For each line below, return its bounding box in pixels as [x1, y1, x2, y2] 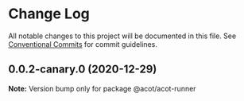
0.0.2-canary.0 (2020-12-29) [8, 63, 157, 76]
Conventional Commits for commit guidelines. [8, 39, 157, 49]
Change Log [8, 5, 90, 23]
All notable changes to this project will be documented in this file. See [8, 31, 237, 41]
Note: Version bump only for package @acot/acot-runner [8, 84, 196, 93]
